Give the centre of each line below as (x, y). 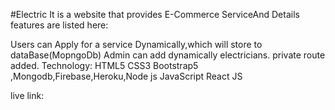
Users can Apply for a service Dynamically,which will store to (136, 44)
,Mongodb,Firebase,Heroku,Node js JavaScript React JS (126, 76)
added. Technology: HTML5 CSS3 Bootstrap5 (104, 65)
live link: (27, 95)
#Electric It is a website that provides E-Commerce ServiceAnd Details (155, 14)
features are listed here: (59, 25)
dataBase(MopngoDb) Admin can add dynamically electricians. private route (168, 55)
